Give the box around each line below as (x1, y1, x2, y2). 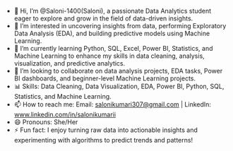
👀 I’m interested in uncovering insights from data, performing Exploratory (13, 22, 227, 30)
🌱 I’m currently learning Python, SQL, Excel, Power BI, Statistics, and (13, 44, 213, 52)
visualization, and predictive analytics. (13, 59, 126, 67)
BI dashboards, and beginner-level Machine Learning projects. (13, 74, 196, 83)
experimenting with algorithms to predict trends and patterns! (13, 136, 193, 144)
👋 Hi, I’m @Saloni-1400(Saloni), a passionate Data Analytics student (13, 7, 212, 15)
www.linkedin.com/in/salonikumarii (13, 110, 116, 119)
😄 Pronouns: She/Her (13, 118, 78, 126)
